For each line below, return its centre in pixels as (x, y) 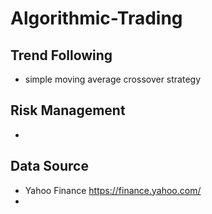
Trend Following (61, 55)
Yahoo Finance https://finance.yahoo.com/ (113, 190)
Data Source (49, 166)
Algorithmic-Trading (96, 18)
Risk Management (68, 110)
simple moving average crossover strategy (113, 79)
